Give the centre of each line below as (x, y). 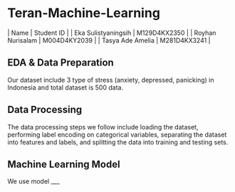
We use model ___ (33, 181)
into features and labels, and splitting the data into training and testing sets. (118, 142)
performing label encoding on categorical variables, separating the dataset (117, 134)
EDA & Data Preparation (61, 63)
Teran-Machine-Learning (84, 13)
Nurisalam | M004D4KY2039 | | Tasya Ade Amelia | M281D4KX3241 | (109, 40)
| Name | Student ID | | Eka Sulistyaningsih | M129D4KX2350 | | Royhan (112, 33)
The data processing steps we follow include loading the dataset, (103, 127)
